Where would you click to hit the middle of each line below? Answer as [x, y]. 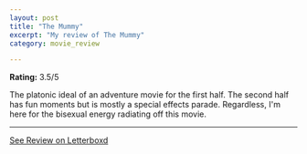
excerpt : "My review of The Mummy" [77, 35]
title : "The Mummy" [47, 26]
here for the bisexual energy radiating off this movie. [108, 114]
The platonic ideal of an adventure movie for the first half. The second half [149, 95]
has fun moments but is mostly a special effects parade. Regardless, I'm [145, 105]
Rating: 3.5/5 [34, 77]
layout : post [34, 18]
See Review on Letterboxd [59, 140]
